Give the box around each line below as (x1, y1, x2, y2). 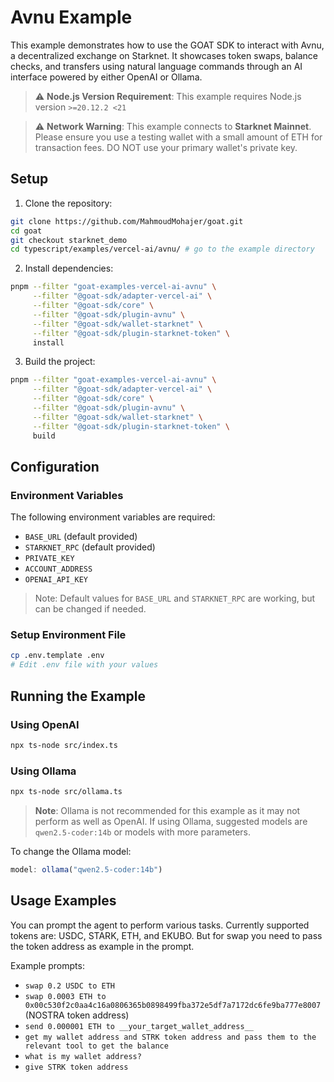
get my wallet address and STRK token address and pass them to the (24, 1032, 317, 1042)
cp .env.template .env (10, 651, 105, 661)
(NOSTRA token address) (24, 1009, 130, 1021)
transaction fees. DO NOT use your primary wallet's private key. (34, 141, 298, 153)
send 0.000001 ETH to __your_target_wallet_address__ (24, 1021, 254, 1031)
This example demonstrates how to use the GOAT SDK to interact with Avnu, (10, 39, 325, 51)
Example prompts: (10, 959, 85, 971)
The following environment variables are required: (10, 511, 216, 523)
